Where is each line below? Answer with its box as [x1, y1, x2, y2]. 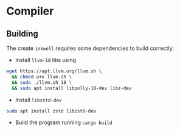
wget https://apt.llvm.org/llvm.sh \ [6, 68, 102, 74]
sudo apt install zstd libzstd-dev [6, 108, 97, 114]
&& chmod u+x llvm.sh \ [12, 74, 72, 80]
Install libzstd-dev [15, 96, 62, 103]
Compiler [6, 4, 54, 18]
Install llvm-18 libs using [15, 57, 77, 63]
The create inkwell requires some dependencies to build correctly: [6, 44, 175, 52]
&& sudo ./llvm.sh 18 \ [12, 79, 72, 86]
